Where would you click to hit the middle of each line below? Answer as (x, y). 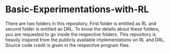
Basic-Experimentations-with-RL (77, 9)
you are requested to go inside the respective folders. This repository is (81, 34)
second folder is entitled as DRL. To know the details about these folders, (82, 29)
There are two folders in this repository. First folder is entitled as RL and (81, 23)
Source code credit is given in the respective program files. (68, 45)
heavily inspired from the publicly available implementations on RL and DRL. (85, 40)
